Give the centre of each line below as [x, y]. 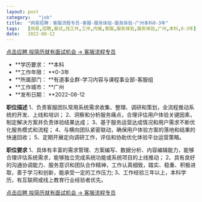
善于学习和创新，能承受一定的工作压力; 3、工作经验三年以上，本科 [99, 173]
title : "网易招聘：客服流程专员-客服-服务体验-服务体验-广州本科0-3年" [87, 23]
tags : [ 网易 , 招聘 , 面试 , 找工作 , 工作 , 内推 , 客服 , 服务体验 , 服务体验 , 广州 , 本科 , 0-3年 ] [101, 28]
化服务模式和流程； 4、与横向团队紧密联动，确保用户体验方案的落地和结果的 [101, 130]
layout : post [23, 12]
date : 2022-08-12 [31, 34]
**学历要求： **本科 [39, 65]
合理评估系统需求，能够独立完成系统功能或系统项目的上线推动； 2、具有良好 [101, 158]
